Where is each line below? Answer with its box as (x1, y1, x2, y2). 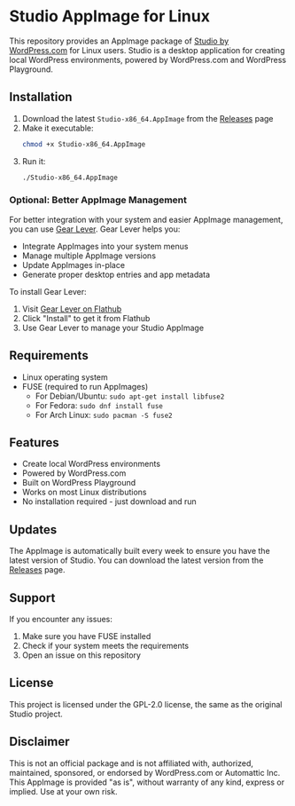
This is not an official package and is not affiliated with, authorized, (9, 757, 254, 769)
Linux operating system (21, 371, 108, 383)
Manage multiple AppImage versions (21, 250, 157, 261)
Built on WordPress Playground (21, 478, 136, 488)
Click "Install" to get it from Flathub (21, 312, 151, 323)
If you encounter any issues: (9, 614, 113, 625)
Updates (9, 522, 58, 537)
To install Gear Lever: (9, 286, 87, 296)
